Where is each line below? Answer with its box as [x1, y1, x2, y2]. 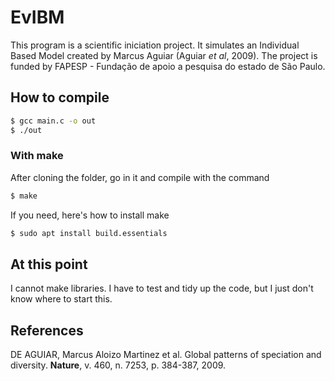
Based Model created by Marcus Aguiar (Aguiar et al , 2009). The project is [10, 49, 318, 61]
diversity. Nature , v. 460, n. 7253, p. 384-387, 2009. [10, 359, 227, 371]
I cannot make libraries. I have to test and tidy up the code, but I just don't [10, 282, 314, 295]
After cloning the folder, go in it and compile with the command [10, 171, 270, 183]
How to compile [10, 89, 110, 106]
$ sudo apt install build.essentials [10, 228, 168, 238]
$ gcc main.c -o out [10, 116, 97, 126]
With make [10, 149, 64, 163]
